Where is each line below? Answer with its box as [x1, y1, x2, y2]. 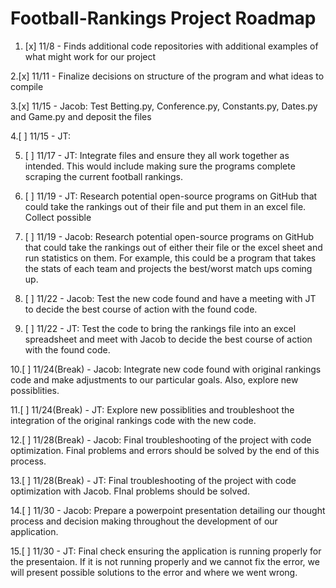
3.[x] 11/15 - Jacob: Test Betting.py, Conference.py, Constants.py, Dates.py [10, 100, 318, 112]
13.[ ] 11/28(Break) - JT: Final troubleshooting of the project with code [10, 474, 297, 486]
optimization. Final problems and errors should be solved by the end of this [10, 444, 320, 456]
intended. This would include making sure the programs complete [24, 160, 296, 172]
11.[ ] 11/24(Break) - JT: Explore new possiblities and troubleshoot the [10, 403, 295, 416]
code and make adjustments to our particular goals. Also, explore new [10, 373, 299, 386]
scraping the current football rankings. [24, 170, 183, 182]
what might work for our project [24, 50, 157, 62]
